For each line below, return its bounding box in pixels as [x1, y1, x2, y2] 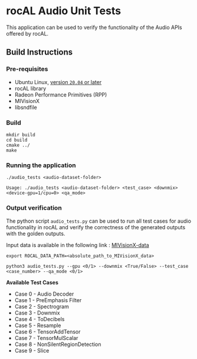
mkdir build [6, 132, 35, 137]
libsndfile [14, 104, 37, 111]
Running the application [6, 161, 76, 169]
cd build [6, 137, 28, 143]
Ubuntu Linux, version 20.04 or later [14, 78, 102, 85]
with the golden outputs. [6, 230, 65, 237]
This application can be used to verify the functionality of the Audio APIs [6, 24, 183, 31]
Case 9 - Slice [14, 347, 50, 354]
